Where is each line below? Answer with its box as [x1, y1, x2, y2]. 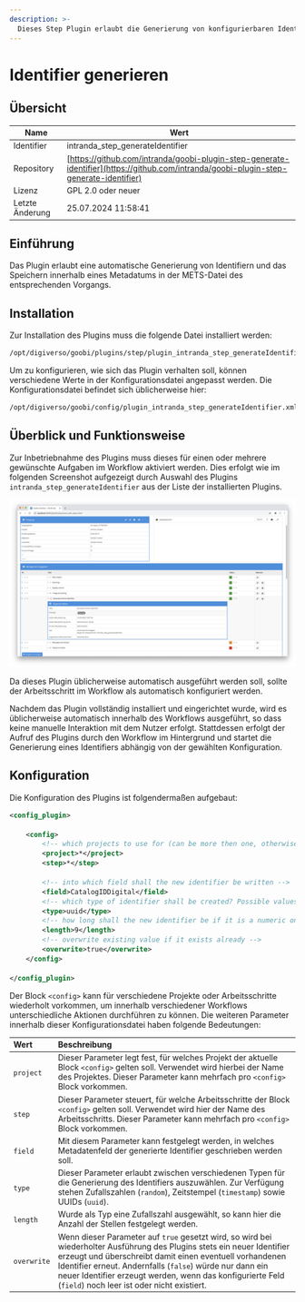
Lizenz [13, 184, 38, 195]
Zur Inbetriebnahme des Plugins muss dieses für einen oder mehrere [9, 452, 267, 463]
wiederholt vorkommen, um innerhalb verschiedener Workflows [9, 1000, 248, 1011]
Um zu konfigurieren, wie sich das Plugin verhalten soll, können [9, 365, 248, 376]
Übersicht [9, 101, 67, 116]
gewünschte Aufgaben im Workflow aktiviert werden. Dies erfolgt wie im [9, 461, 280, 472]
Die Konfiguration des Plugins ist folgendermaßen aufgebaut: [9, 792, 238, 803]
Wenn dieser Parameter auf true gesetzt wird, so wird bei [57, 1231, 272, 1242]
